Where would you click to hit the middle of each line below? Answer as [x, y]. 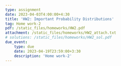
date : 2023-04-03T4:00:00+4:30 [37, 14]
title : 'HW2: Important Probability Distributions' [60, 19]
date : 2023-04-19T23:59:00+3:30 [47, 51]
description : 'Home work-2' [43, 56]
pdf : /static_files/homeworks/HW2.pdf [45, 28]
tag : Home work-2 [23, 24]
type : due [24, 47]
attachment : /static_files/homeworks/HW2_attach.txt [61, 33]
